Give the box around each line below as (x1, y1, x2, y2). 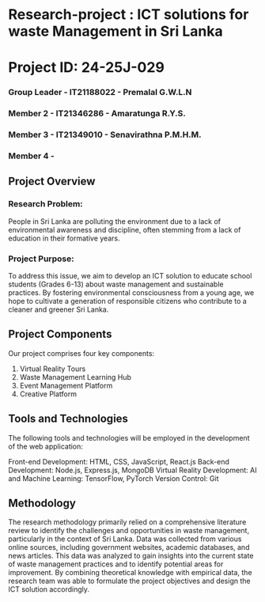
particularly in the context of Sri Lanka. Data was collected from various (8, 534, 242, 543)
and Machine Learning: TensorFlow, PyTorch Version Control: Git (8, 473, 219, 483)
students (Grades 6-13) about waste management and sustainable (8, 279, 224, 290)
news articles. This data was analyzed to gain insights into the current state (8, 551, 254, 561)
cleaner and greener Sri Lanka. (8, 305, 109, 314)
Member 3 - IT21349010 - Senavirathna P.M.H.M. (8, 129, 202, 140)
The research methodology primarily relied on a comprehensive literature (8, 517, 247, 527)
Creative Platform (19, 389, 78, 399)
